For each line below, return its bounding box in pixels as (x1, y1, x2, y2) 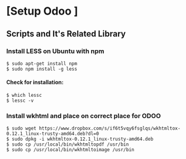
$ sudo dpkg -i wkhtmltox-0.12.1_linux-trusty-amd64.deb (6, 136, 154, 143)
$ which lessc (6, 93, 43, 99)
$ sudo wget (6, 125, 36, 132)
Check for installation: (6, 79, 64, 86)
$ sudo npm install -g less (6, 66, 78, 72)
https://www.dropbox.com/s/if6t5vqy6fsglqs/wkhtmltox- (38, 125, 181, 132)
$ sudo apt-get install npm (6, 60, 78, 66)
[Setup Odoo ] (6, 4, 78, 18)
